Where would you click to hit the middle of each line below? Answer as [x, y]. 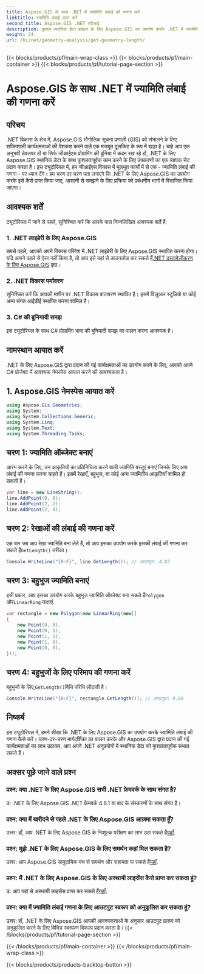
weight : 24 [20, 35]
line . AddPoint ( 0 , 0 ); [34, 498]
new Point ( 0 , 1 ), [39, 631]
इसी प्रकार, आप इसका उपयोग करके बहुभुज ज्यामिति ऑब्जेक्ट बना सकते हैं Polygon [86, 595]
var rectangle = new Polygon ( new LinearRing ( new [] [72, 614]
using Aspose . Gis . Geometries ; [45, 405]
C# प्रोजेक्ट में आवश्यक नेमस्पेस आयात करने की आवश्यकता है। [67, 372]
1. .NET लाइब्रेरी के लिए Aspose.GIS [52, 238]
